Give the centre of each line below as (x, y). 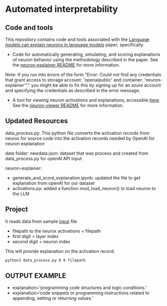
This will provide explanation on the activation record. (60, 251)
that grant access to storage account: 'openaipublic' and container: (74, 80)
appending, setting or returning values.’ (53, 298)
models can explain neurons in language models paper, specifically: (75, 45)
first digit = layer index (35, 236)
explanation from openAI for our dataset (53, 183)
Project (17, 209)
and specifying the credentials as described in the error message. (73, 90)
